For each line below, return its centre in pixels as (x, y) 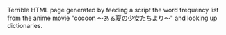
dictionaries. (25, 26)
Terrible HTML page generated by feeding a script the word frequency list (113, 10)
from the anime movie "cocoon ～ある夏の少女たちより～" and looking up (112, 18)
